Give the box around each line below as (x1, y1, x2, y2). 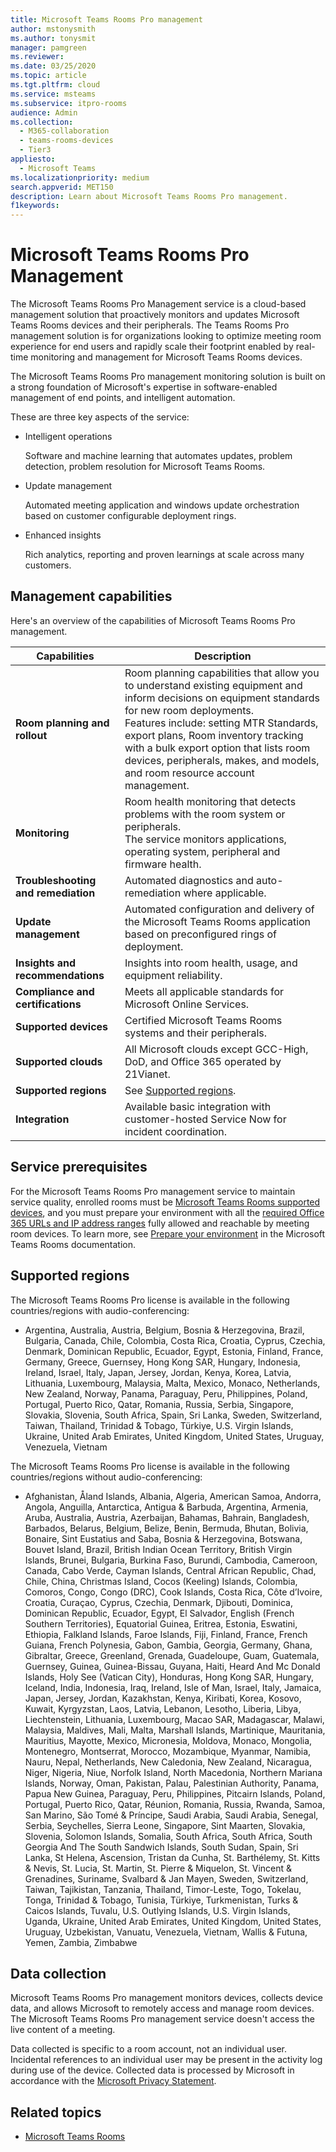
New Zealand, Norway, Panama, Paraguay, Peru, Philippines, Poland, (24, 1387, 308, 1400)
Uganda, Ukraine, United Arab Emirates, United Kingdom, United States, (24, 1915, 322, 1927)
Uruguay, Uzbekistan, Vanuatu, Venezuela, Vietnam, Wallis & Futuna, (24, 1926, 308, 1938)
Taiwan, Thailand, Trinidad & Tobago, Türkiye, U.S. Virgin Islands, (24, 1419, 294, 1431)
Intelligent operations (24, 431, 113, 443)
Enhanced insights (24, 529, 102, 541)
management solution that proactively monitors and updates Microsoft (10, 309, 300, 321)
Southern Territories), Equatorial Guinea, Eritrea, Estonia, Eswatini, (24, 1617, 298, 1630)
